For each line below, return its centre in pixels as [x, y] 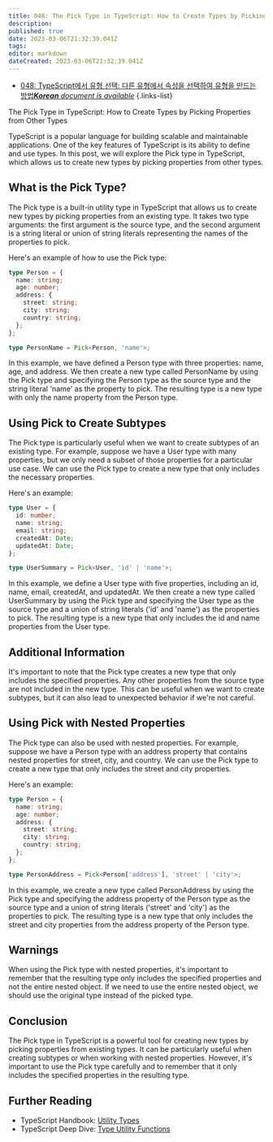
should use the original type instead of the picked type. [101, 996]
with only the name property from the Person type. [93, 397]
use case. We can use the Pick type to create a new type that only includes [134, 469]
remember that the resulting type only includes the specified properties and [135, 978]
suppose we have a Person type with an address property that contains [128, 751]
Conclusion [38, 1021]
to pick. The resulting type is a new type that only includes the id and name [134, 618]
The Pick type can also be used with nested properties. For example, [123, 743]
